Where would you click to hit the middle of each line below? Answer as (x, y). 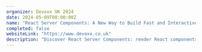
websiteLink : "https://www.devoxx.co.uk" (59, 34)
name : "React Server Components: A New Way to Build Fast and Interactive (102, 23)
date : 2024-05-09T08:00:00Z (41, 17)
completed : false (28, 28)
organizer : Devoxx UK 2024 (40, 12)
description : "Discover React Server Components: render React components (102, 39)
